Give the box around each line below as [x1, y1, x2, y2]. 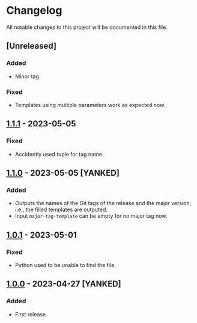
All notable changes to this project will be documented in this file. [6, 23, 168, 31]
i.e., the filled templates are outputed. [14, 206, 108, 214]
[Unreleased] [6, 41, 57, 51]
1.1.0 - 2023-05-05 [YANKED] [6, 168, 120, 178]
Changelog [6, 4, 62, 17]
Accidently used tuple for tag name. [14, 150, 104, 158]
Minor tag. [14, 73, 41, 80]
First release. [14, 310, 47, 318]
